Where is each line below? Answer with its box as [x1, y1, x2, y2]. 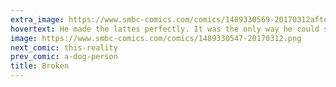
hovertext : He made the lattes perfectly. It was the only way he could [10, 24, 320, 34]
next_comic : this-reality [10, 42, 118, 53]
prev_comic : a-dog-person [10, 52, 118, 62]
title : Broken [10, 61, 70, 71]
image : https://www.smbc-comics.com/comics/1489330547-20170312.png [10, 33, 302, 43]
